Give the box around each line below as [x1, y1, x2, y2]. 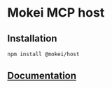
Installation [7, 33, 57, 44]
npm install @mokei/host [7, 51, 80, 58]
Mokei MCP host [7, 5, 105, 21]
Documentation [7, 70, 77, 82]
